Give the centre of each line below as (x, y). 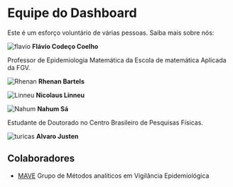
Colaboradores (41, 158)
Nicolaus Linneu (60, 95)
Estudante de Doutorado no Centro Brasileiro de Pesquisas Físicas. (105, 123)
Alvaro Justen (57, 136)
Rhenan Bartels (61, 81)
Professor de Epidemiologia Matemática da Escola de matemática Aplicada (117, 60)
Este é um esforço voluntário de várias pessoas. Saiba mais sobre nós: (111, 33)
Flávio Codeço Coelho (65, 46)
